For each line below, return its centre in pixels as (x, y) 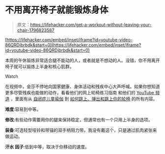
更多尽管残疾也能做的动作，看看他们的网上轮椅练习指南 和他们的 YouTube (80, 92)
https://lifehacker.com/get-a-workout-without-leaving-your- (91, 25)
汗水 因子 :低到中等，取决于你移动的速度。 (47, 147)
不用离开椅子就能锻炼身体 (57, 10)
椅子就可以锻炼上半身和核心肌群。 (40, 66)
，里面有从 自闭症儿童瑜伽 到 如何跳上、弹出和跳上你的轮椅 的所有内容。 (84, 98)
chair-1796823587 (36, 30)
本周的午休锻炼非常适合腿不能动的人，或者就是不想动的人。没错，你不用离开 (82, 60)
